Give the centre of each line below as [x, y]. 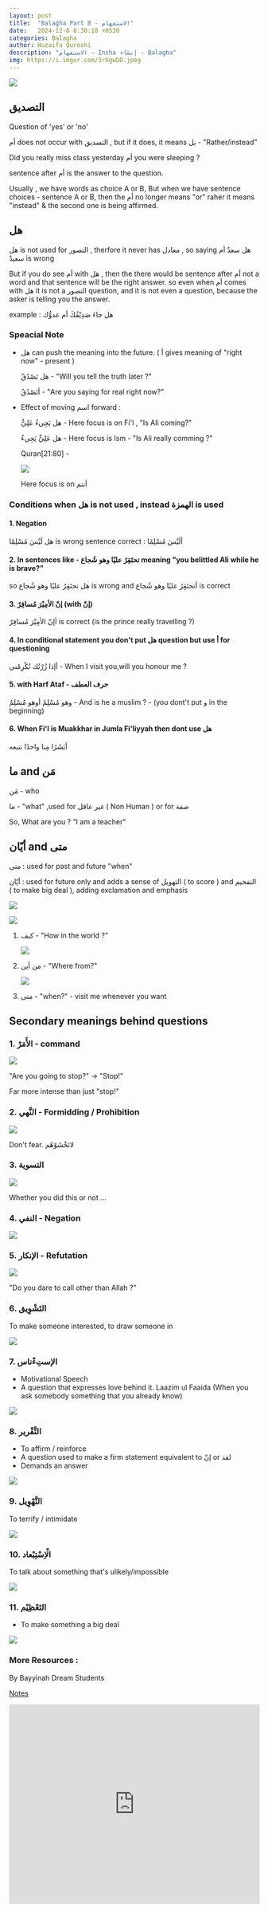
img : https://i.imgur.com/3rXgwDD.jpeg [75, 61]
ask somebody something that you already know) [101, 1396]
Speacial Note [37, 335]
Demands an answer [54, 1466]
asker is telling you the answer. [60, 299]
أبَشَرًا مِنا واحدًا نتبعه [38, 746]
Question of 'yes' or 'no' [49, 126]
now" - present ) [47, 360]
